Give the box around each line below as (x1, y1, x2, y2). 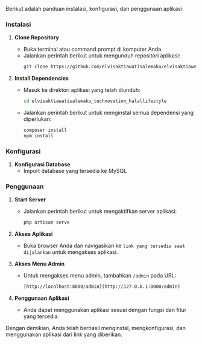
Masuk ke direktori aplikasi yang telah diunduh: (23, 86, 140, 94)
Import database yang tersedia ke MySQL (23, 167, 127, 175)
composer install (23, 127, 68, 134)
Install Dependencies (14, 75, 69, 82)
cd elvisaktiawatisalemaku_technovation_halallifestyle (23, 98, 167, 105)
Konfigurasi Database (14, 161, 71, 168)
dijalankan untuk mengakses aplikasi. (23, 248, 118, 256)
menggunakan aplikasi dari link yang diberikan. (5, 331, 123, 338)
